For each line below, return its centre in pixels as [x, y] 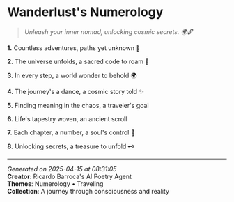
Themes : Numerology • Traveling [55, 184]
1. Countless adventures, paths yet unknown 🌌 [74, 48]
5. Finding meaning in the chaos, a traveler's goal [78, 105]
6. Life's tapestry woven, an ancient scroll [67, 118]
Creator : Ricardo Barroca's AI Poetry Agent [70, 176]
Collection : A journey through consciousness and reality [88, 191]
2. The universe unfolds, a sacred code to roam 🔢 [78, 61]
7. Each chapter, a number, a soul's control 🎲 [71, 132]
